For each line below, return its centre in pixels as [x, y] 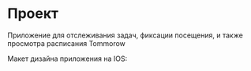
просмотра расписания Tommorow [66, 43]
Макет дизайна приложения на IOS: [67, 59]
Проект [33, 14]
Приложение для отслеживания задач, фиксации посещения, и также [126, 35]
